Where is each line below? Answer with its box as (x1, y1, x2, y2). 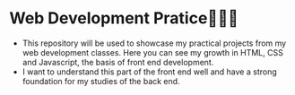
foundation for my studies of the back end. (22, 75, 181, 86)
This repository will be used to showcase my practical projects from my (22, 38, 287, 48)
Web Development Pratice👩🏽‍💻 (9, 8, 239, 29)
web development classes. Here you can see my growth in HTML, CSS (22, 47, 284, 57)
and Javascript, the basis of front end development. (22, 56, 214, 67)
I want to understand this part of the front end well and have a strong (22, 66, 277, 77)
